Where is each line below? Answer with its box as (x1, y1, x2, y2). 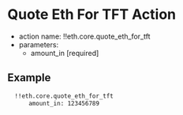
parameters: (18, 39, 59, 49)
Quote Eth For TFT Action (7, 6, 177, 24)
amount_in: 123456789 (28, 99, 100, 107)
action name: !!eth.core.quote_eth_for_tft (18, 32, 151, 41)
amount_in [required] (30, 48, 99, 57)
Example (7, 71, 51, 84)
